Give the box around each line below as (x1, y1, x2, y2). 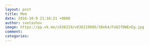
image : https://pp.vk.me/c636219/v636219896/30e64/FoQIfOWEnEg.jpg (5, 25, 145, 30)
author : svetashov (5, 20, 42, 25)
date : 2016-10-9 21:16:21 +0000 (5, 16, 70, 21)
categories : (5, 34, 29, 39)
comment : (5, 29, 23, 34)
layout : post (5, 7, 32, 12)
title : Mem (5, 11, 27, 16)
